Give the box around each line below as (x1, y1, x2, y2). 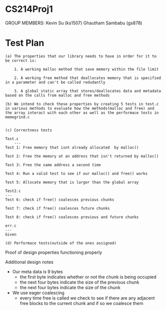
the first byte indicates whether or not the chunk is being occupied (19, 274, 157, 280)
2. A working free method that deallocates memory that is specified (14, 76, 162, 80)
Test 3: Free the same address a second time (5, 162, 101, 167)
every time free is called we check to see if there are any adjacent (19, 295, 155, 301)
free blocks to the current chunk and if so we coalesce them (19, 300, 144, 306)
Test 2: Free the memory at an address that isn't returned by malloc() (5, 154, 159, 158)
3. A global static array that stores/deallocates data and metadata (14, 88, 162, 93)
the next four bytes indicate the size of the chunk (19, 284, 121, 290)
